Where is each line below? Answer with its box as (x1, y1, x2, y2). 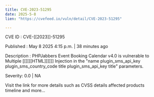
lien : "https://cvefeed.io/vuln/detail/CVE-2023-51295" (5, 16, 122, 21)
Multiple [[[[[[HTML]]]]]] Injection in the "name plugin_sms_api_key (5, 58, 141, 64)
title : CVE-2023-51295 (5, 7, 52, 12)
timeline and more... (5, 88, 46, 94)
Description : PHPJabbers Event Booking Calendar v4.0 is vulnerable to (5, 53, 150, 59)
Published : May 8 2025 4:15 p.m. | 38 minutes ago (5, 44, 108, 49)
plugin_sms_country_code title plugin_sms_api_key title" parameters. (5, 63, 144, 69)
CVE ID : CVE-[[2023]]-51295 (5, 34, 65, 40)
